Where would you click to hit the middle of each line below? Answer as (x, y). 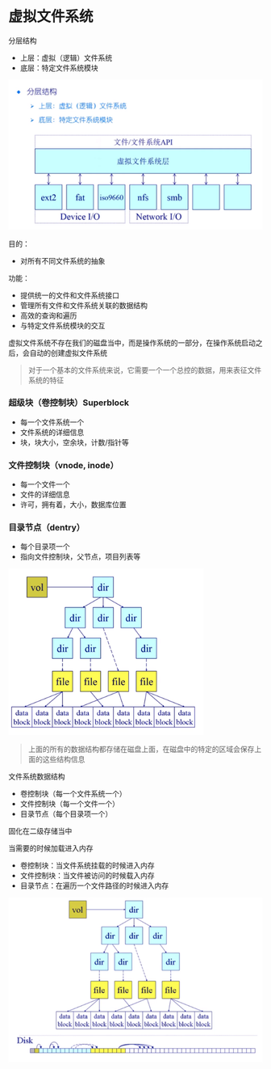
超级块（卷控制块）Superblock (69, 403)
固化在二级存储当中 (40, 831)
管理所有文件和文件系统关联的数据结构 (83, 305)
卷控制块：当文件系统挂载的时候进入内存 (87, 865)
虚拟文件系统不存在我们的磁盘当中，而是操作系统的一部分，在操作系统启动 (132, 342)
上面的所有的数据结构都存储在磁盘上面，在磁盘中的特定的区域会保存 (141, 750)
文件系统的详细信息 (52, 432)
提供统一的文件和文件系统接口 (69, 295)
